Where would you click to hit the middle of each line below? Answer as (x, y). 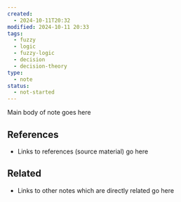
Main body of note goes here (49, 113)
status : (19, 86)
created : (20, 14)
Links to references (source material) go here (83, 151)
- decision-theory (41, 66)
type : (15, 72)
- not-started (34, 92)
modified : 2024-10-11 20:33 (48, 27)
